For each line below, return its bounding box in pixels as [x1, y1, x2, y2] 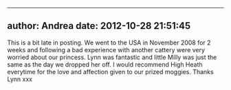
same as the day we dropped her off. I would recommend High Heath [7, 60, 203, 69]
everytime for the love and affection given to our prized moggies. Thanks [7, 67, 214, 76]
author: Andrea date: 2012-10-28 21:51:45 [7, 20, 191, 32]
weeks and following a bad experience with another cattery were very [7, 45, 205, 54]
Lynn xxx [7, 75, 33, 83]
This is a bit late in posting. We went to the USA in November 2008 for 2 [7, 38, 211, 47]
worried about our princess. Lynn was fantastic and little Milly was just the [7, 53, 217, 61]
